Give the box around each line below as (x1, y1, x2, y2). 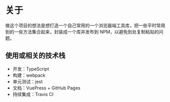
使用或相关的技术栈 (5, 51, 65, 60)
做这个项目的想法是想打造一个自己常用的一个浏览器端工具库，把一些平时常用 (5, 22, 165, 28)
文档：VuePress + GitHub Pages (12, 85, 81, 91)
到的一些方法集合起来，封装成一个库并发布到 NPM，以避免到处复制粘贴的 (5, 28, 159, 35)
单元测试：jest (12, 78, 43, 84)
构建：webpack (12, 72, 46, 78)
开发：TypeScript (12, 65, 49, 72)
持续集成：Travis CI (12, 91, 54, 97)
